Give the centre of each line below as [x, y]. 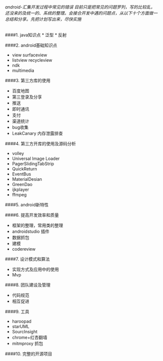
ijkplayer [20, 189]
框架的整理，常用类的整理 [37, 225]
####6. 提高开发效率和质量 [32, 215]
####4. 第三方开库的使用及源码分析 [41, 144]
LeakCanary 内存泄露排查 [37, 134]
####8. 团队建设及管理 [28, 285]
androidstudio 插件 [31, 232]
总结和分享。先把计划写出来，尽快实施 [43, 19]
